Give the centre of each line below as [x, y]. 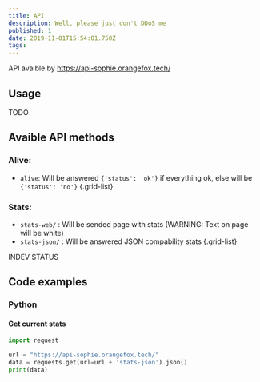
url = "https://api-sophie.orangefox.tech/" [84, 355]
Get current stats [37, 324]
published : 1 [30, 30]
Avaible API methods [61, 138]
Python [23, 304]
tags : [17, 46]
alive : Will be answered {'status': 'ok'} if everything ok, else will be [136, 177]
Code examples [48, 282]
